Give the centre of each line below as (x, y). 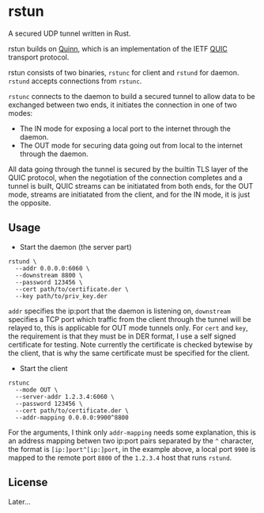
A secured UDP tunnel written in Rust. (70, 33)
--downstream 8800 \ (49, 275)
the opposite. (30, 203)
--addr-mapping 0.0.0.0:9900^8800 (72, 417)
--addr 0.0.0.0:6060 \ (53, 268)
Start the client (44, 368)
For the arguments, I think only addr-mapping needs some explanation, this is (132, 432)
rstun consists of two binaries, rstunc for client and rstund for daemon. (124, 72)
